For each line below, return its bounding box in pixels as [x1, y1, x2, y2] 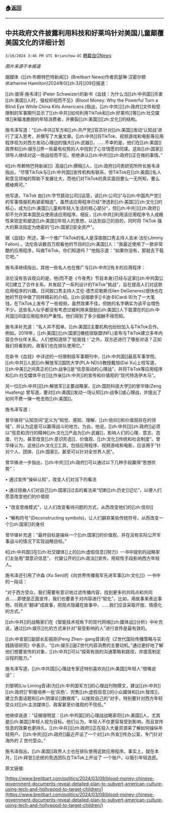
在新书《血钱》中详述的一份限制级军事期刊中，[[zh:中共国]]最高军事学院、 [5, 353, 159, 359]
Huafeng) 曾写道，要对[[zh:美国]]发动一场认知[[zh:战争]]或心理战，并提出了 [5, 390, 162, 396]
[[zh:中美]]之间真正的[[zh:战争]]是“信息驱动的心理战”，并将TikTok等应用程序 [5, 366, 163, 372]
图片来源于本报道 [5, 63, 41, 69]
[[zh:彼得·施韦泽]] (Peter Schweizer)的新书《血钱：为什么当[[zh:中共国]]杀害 [5, 91, 163, 97]
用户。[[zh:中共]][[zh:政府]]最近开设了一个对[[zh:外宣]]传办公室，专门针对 [9, 731, 162, 737]
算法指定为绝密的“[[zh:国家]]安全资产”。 [14, 224, 97, 230]
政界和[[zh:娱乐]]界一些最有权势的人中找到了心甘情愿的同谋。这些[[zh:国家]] [5, 146, 163, 152]
